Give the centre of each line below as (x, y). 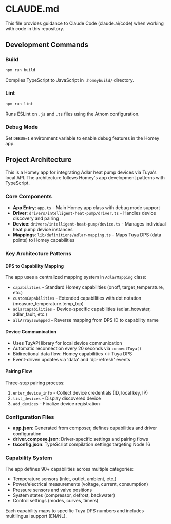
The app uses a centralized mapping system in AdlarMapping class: (76, 277)
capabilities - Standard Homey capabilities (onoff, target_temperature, (88, 287)
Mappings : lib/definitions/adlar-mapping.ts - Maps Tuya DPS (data (87, 235)
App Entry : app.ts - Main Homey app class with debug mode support (86, 208)
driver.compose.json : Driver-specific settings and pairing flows (80, 439)
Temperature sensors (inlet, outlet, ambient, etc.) (64, 479)
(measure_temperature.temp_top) (48, 304)
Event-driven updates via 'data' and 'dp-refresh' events (72, 360)
